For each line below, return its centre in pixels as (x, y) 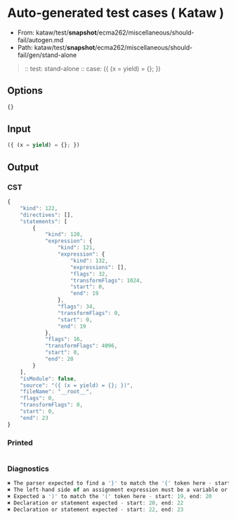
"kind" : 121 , (77, 248)
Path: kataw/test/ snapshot (56, 47)
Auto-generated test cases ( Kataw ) (116, 13)
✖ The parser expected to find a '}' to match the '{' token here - (110, 483)
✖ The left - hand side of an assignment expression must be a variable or (118, 490)
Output (23, 167)
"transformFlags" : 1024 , (106, 280)
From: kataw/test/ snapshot (57, 32)
